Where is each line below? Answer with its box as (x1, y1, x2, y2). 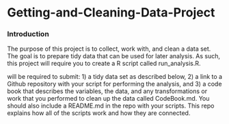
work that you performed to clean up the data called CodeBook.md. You (7, 95, 210, 103)
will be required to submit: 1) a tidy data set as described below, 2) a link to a (7, 73, 223, 81)
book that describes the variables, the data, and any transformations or (7, 87, 207, 95)
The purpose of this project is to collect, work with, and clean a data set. (7, 45, 211, 53)
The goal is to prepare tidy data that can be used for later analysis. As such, (7, 52, 221, 60)
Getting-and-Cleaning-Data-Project (7, 5, 215, 21)
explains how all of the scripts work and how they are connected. (7, 109, 191, 117)
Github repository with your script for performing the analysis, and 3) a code (7, 80, 222, 88)
